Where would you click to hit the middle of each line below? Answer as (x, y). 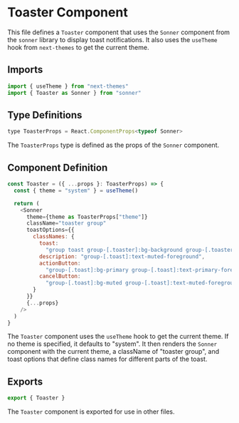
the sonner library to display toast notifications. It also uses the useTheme (112, 39)
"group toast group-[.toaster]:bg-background (114, 250)
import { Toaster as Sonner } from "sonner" (74, 93)
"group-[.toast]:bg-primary (87, 270)
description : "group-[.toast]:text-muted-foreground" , (122, 256)
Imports (25, 70)
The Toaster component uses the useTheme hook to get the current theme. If (118, 337)
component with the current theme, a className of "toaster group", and (113, 352)
